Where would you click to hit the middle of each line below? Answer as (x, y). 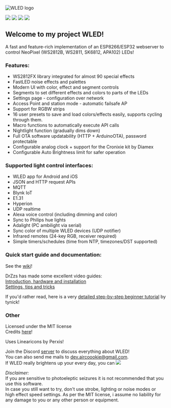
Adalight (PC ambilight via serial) (47, 225)
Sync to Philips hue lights (39, 220)
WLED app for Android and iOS (45, 176)
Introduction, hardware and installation (46, 281)
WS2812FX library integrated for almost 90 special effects (74, 76)
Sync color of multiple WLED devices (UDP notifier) (67, 231)
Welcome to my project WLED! (55, 34)
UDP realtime (27, 209)
